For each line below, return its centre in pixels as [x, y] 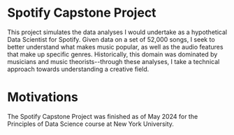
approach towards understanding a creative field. [78, 69]
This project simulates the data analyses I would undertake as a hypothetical [117, 32]
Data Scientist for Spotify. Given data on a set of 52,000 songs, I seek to [111, 39]
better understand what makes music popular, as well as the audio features [115, 47]
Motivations [43, 97]
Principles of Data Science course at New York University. [91, 124]
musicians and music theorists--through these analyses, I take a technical [114, 61]
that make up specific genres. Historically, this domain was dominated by [112, 54]
